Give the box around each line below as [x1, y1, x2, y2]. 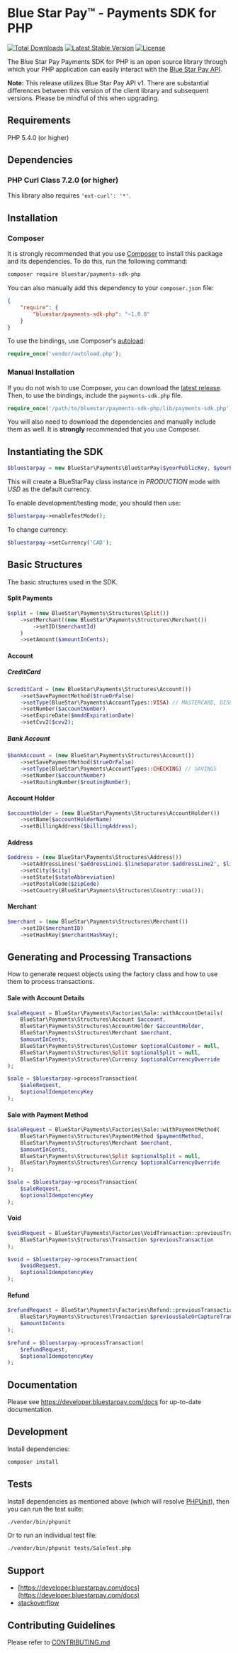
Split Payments [7, 594, 53, 602]
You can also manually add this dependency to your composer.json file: [7, 284, 214, 292]
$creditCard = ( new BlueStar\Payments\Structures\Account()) [7, 685, 192, 692]
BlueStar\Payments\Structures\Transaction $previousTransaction [20, 1236, 214, 1243]
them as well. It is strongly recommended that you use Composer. [7, 425, 200, 434]
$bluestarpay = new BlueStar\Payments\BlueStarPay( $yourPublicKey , [7, 464, 211, 472]
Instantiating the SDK [7, 446, 104, 458]
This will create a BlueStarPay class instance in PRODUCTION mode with [7, 478, 220, 486]
